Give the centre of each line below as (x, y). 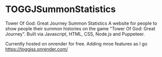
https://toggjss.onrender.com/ (37, 49)
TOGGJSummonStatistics (60, 9)
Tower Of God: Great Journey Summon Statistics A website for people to (81, 23)
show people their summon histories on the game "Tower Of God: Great (80, 28)
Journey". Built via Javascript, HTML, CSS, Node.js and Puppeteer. (75, 34)
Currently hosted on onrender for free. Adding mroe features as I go (76, 43)
